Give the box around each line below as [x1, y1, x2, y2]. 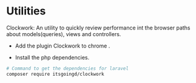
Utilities [6, 4, 46, 18]
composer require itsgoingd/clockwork [6, 71, 104, 77]
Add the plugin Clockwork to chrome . [15, 42, 110, 49]
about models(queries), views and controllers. [6, 30, 121, 37]
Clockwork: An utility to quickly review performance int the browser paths [6, 24, 191, 31]
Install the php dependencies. [15, 54, 90, 61]
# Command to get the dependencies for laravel [6, 65, 129, 72]
